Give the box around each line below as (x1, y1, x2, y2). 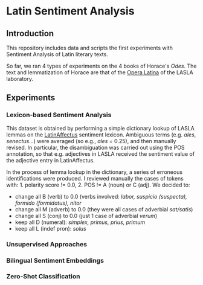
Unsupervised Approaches (6, 240, 88, 248)
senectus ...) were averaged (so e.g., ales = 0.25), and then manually (6, 137, 176, 144)
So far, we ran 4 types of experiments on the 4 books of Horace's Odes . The (6, 62, 197, 69)
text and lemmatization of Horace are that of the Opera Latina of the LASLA (6, 69, 193, 76)
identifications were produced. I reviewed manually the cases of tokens (6, 175, 184, 182)
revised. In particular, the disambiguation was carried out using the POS (6, 144, 185, 151)
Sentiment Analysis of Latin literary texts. (6, 51, 109, 58)
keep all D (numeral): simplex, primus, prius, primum (14, 219, 146, 226)
